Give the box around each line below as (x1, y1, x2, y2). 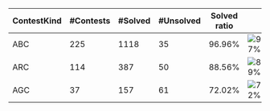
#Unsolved (157, 15, 201, 26)
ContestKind (12, 15, 62, 26)
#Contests (69, 15, 111, 26)
